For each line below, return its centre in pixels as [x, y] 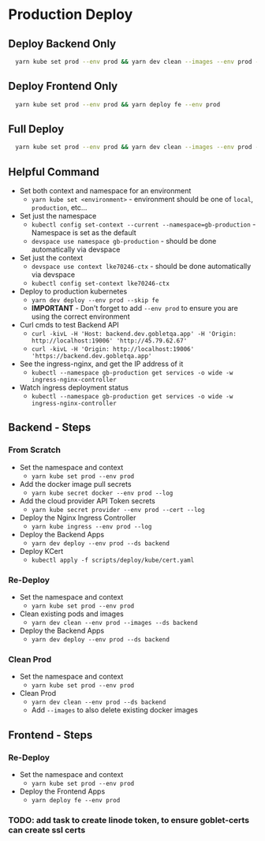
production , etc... [59, 207]
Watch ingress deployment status [74, 387]
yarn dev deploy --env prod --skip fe [95, 301]
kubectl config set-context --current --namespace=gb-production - [144, 224]
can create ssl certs [47, 830]
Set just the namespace [58, 216]
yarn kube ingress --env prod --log [91, 526]
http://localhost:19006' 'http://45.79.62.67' [109, 341]
